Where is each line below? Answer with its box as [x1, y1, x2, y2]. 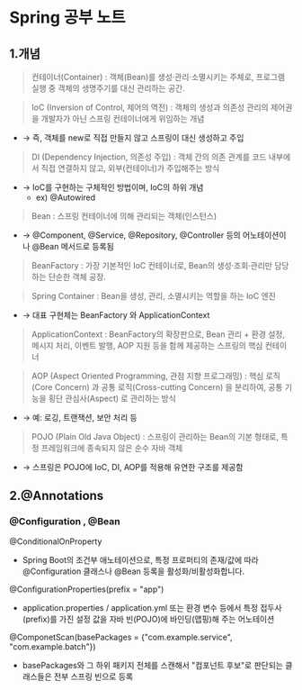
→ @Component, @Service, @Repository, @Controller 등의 [22, 230, 241, 241]
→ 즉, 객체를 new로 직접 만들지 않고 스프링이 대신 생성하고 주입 [22, 132, 244, 143]
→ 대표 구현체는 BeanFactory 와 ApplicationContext [22, 310, 210, 320]
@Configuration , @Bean [9, 515, 120, 528]
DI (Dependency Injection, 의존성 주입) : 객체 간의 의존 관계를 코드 [31, 151, 267, 162]
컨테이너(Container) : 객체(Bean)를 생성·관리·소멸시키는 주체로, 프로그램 [31, 72, 286, 82]
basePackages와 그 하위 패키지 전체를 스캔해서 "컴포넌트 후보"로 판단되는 [22, 659, 283, 670]
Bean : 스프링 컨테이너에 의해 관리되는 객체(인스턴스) [31, 211, 218, 221]
